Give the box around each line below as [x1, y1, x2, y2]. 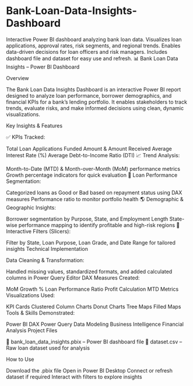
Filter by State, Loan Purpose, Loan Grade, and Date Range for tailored [6, 239, 176, 246]
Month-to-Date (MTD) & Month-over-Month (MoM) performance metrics [6, 165, 181, 172]
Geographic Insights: [6, 204, 57, 211]
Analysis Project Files [6, 326, 58, 334]
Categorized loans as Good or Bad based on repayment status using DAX [6, 189, 183, 196]
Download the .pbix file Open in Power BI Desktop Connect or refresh [6, 367, 173, 374]
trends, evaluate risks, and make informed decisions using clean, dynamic [6, 104, 184, 112]
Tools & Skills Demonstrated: [6, 309, 75, 316]
